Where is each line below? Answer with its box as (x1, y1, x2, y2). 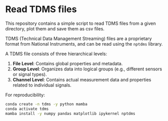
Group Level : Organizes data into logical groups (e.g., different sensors (12, 66, 162, 72)
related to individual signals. (12, 82, 72, 88)
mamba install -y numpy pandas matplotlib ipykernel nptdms (5, 111, 136, 116)
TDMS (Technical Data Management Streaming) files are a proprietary (5, 35, 152, 42)
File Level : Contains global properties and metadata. (12, 60, 123, 66)
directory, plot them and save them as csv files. (5, 25, 105, 31)
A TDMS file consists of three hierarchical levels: (5, 51, 107, 57)
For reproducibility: (5, 92, 45, 98)
